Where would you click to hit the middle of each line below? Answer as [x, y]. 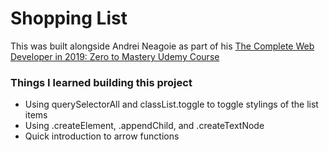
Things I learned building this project [101, 82]
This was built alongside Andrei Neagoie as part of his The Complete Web [162, 46]
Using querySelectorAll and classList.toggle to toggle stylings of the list [171, 104]
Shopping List [69, 18]
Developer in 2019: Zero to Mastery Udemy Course [115, 56]
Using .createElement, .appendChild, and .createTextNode [144, 126]
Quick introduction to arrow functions [102, 136]
